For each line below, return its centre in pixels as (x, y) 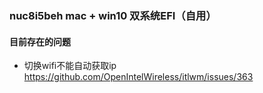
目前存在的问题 (40, 41)
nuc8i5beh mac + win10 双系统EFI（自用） (113, 15)
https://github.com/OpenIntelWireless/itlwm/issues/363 (138, 77)
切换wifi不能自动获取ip (70, 66)
